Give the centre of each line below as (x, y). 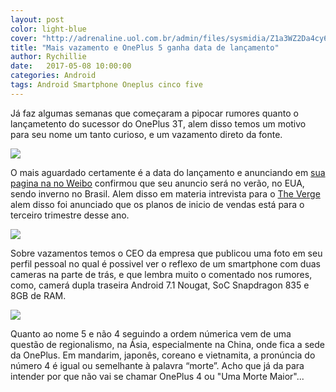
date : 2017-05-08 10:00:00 (71, 66)
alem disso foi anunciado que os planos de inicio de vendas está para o (157, 204)
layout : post (37, 19)
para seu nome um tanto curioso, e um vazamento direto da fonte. (146, 134)
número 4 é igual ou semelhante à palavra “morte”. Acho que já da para (157, 365)
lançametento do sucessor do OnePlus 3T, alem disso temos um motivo (158, 123)
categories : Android (53, 76)
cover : (24, 38)
